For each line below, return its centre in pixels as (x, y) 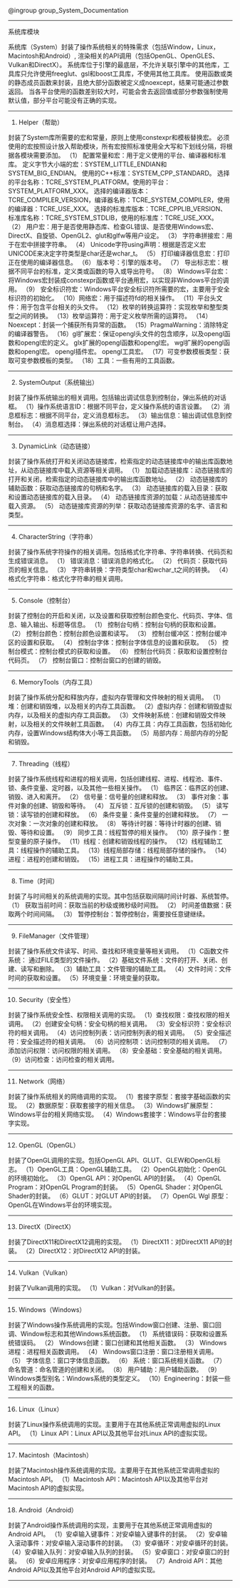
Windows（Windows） (52, 1310)
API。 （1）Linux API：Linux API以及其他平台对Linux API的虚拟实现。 (110, 1433)
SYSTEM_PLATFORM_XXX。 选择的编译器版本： (79, 191)
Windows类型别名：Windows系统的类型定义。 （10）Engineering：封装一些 (119, 1378)
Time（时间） (38, 881)
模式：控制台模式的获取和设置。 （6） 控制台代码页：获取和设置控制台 (124, 651)
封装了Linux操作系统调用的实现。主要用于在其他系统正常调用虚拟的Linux (114, 1424)
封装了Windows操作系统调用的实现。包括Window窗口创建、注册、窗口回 (115, 1325)
